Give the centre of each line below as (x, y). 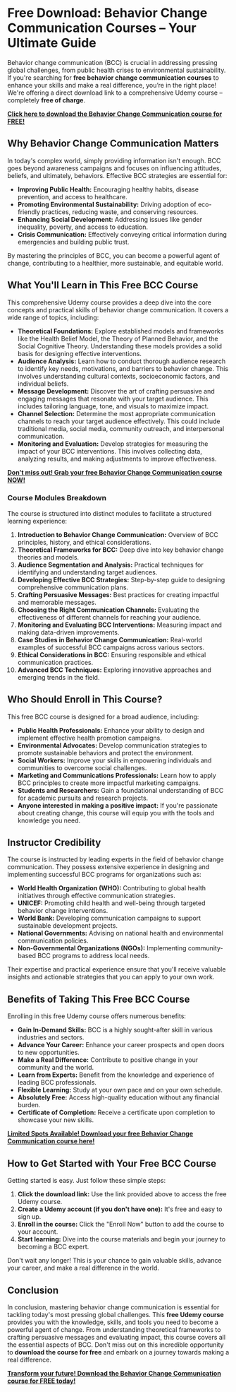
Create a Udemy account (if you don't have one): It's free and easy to (120, 1209)
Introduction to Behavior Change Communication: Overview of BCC (118, 534)
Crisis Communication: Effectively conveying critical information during (122, 234)
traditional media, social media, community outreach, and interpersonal (121, 428)
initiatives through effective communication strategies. (97, 896)
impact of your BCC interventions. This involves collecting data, (110, 451)
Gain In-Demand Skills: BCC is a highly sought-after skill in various (115, 1030)
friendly (29, 212)
